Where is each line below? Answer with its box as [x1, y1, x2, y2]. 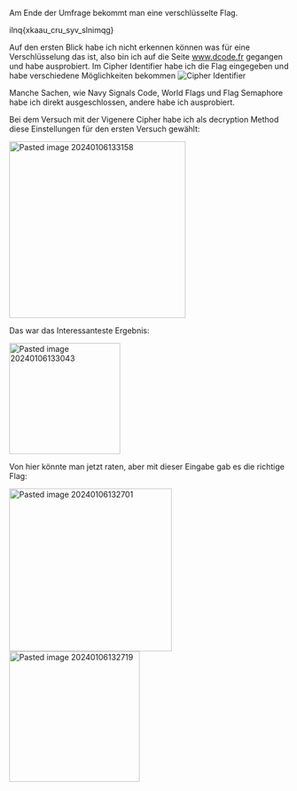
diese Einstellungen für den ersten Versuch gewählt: [9, 124, 200, 134]
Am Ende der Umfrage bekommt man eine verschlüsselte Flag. [9, 8, 238, 18]
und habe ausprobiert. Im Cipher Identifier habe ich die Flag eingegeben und [9, 61, 289, 71]
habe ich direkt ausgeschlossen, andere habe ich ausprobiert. [9, 97, 235, 108]
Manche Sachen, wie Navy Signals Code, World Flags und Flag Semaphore [9, 88, 284, 98]
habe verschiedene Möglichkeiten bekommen [9, 70, 176, 81]
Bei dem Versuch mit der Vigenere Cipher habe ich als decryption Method [9, 115, 279, 124]
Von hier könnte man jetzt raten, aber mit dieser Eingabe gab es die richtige [9, 461, 285, 472]
